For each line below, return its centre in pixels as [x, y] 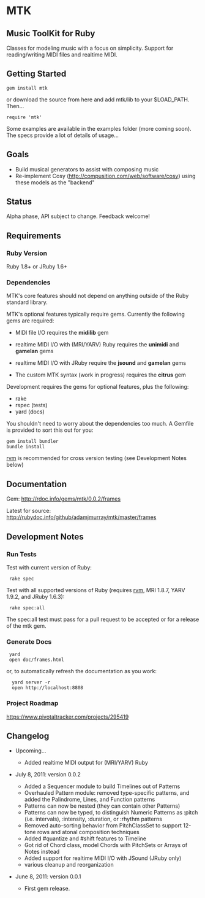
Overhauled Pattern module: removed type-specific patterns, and [107, 793]
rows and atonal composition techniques [88, 832]
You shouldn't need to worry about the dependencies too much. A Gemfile [100, 424]
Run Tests [21, 554]
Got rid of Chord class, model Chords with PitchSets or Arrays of [106, 845]
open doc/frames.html [36, 660]
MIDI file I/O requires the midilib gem [62, 333]
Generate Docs [29, 641]
